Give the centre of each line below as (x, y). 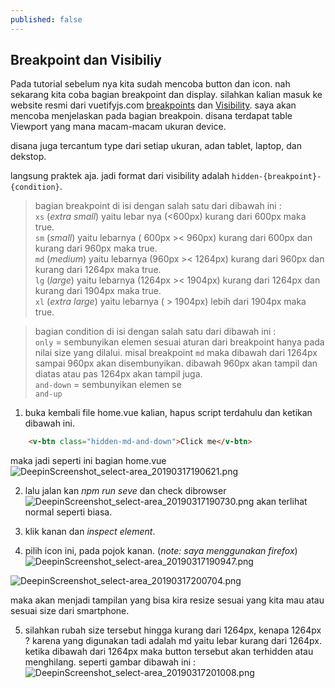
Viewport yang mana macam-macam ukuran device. (118, 127)
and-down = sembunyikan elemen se (108, 385)
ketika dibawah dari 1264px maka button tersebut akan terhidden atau (169, 652)
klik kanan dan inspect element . (90, 532)
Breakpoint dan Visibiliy (86, 60)
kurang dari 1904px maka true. (98, 291)
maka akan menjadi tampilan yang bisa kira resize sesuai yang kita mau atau (167, 600)
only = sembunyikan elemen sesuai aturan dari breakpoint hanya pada (179, 342)
